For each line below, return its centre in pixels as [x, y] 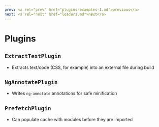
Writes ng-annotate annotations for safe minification [64, 94]
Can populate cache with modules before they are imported [72, 120]
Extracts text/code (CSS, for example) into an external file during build [83, 67]
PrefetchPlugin [28, 108]
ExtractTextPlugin [33, 56]
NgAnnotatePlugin [31, 82]
